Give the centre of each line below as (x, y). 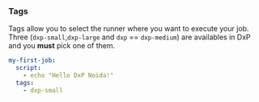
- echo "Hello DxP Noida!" (68, 75)
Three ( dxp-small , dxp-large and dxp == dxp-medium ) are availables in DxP (129, 37)
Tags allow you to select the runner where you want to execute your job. (129, 29)
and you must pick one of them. (62, 46)
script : (29, 68)
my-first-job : (32, 61)
